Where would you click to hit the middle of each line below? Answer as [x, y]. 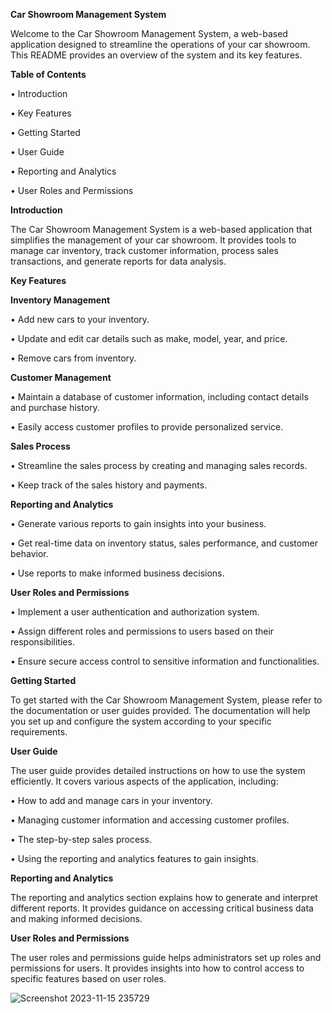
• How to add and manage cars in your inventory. [111, 800]
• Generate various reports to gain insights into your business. [138, 523]
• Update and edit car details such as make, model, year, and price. [149, 338]
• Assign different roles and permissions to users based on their [142, 631]
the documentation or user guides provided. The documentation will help [160, 710]
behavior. [29, 553]
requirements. [39, 732]
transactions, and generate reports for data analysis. [118, 261]
